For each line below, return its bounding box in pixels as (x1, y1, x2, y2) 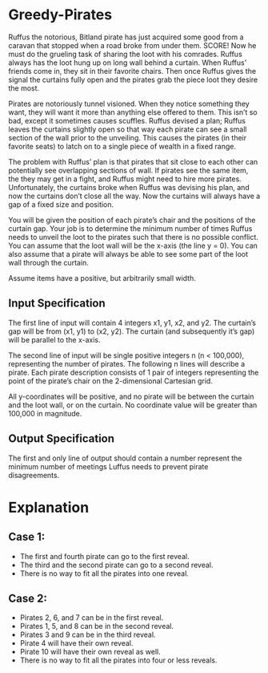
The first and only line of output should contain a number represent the (8, 453, 242, 463)
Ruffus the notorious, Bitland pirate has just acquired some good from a (8, 32, 244, 42)
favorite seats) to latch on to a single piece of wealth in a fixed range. (8, 141, 237, 151)
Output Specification (8, 432, 114, 446)
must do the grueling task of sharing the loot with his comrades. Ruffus (8, 49, 242, 59)
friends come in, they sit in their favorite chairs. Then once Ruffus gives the (8, 66, 257, 75)
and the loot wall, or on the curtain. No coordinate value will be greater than (8, 399, 258, 410)
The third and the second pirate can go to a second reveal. (19, 560, 214, 570)
